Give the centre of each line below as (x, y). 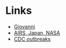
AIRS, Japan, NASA (37, 32)
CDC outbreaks (32, 39)
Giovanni (24, 27)
